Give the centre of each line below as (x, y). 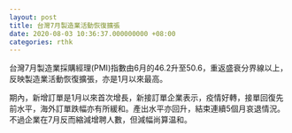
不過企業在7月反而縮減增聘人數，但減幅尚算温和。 (100, 120)
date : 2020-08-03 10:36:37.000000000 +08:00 (92, 33)
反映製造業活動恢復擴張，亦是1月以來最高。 (88, 79)
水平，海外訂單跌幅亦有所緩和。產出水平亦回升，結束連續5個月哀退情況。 (151, 109)
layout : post (33, 17)
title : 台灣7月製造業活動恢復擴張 (65, 26)
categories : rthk (41, 42)
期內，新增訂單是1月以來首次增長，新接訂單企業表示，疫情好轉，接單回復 (142, 98)
